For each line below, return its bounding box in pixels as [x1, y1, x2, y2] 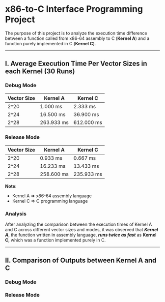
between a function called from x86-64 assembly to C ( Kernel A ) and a [5, 35, 150, 41]
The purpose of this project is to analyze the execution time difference [5, 30, 147, 36]
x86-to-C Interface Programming [5, 3, 143, 15]
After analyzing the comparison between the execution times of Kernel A [5, 221, 152, 227]
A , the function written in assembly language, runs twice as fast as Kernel [5, 232, 157, 238]
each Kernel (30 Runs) [5, 67, 75, 76]
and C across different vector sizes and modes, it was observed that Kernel [5, 227, 158, 233]
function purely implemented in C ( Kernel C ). [5, 40, 96, 46]
